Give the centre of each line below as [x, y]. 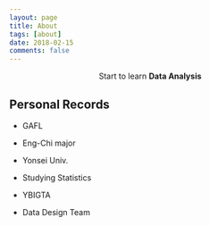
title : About [34, 26]
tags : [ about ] [36, 34]
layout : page [34, 17]
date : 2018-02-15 [42, 42]
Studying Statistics [57, 177]
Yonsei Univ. [45, 160]
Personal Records [59, 104]
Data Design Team [56, 212]
